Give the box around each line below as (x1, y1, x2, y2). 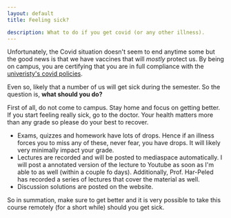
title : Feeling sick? (7, 17, 70, 23)
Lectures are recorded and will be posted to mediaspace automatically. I (17, 153, 223, 162)
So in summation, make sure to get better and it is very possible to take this (7, 196, 221, 204)
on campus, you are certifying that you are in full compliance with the (7, 63, 205, 71)
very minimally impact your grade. (17, 146, 114, 155)
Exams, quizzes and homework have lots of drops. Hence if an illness (17, 131, 215, 140)
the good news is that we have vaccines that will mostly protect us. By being (7, 55, 224, 63)
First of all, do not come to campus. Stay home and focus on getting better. (7, 104, 221, 112)
